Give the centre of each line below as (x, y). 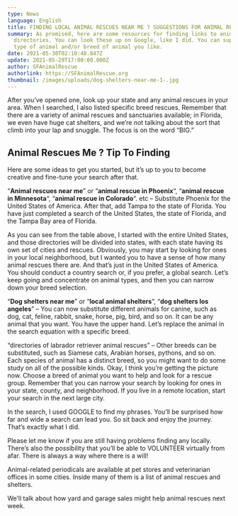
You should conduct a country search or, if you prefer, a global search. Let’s (118, 273)
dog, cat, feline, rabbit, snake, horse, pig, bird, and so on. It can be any (110, 317)
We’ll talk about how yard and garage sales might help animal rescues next (116, 498)
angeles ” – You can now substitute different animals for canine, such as (112, 309)
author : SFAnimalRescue (42, 67)
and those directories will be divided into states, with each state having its (115, 243)
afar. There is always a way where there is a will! (78, 456)
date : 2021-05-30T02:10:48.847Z (55, 54)
